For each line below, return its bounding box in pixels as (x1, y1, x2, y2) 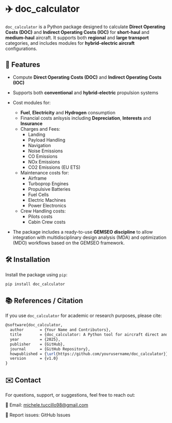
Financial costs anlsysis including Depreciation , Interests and (20, 115, 152, 121)
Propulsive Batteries (28, 186, 71, 192)
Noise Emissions (28, 148, 63, 154)
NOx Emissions (28, 158, 60, 165)
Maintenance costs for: (20, 169, 69, 175)
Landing (28, 131, 46, 137)
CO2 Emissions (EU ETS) (28, 164, 81, 170)
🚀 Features (5, 60, 40, 69)
